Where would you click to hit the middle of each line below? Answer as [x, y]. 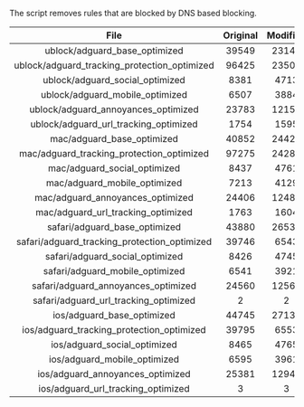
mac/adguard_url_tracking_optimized [114, 212]
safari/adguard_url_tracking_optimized [114, 300]
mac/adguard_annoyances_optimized [114, 198]
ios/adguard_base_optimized [114, 315]
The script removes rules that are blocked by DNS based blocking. [133, 13]
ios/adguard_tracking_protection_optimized [114, 330]
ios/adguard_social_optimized [114, 345]
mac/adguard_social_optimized [114, 168]
